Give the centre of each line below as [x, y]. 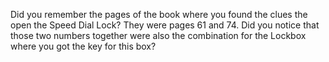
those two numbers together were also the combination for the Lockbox [158, 35]
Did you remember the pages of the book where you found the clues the [159, 14]
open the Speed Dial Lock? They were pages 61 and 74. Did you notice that [165, 25]
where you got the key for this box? [83, 46]
